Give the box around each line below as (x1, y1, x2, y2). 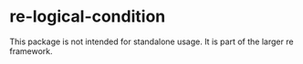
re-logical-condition (9, 6, 166, 27)
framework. (9, 45, 53, 56)
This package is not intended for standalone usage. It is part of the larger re (9, 36, 294, 47)
